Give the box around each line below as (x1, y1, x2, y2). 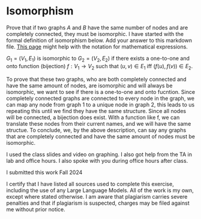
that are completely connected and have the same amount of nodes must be (6, 133, 195, 140)
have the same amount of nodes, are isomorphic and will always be (6, 82, 173, 89)
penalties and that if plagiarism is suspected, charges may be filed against (6, 199, 190, 206)
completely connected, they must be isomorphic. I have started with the (6, 30, 184, 37)
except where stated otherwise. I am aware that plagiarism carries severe (6, 193, 188, 200)
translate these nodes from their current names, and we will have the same (6, 120, 191, 127)
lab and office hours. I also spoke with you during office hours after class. (6, 157, 188, 164)
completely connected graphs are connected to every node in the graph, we (6, 95, 195, 102)
